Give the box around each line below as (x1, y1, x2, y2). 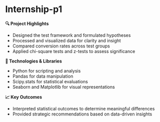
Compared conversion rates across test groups (12, 43, 110, 49)
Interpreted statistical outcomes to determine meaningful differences (12, 105, 155, 111)
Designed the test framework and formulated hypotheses (12, 32, 131, 38)
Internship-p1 (5, 4, 63, 15)
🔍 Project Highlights (5, 20, 49, 26)
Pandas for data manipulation (12, 73, 74, 79)
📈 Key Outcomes (5, 94, 42, 100)
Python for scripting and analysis (12, 68, 81, 74)
